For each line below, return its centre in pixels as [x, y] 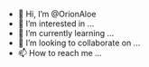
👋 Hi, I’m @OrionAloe [57, 14]
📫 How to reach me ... [60, 53]
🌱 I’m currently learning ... [66, 33]
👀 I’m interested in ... [56, 24]
